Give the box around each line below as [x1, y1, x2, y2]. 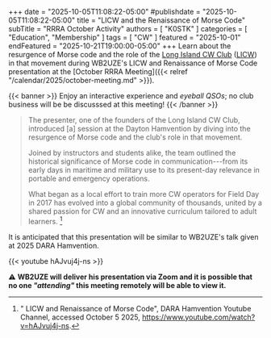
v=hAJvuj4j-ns [19, 320, 70, 330]
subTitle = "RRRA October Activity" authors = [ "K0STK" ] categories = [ [8, 24, 248, 33]
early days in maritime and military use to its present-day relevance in [27, 165, 261, 174]
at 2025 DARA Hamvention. [8, 240, 99, 250]
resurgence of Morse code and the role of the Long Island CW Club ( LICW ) [8, 50, 257, 59]
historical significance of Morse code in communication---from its [27, 156, 248, 166]
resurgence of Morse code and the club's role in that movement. [27, 132, 243, 142]
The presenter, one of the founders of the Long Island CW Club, [27, 115, 240, 124]
